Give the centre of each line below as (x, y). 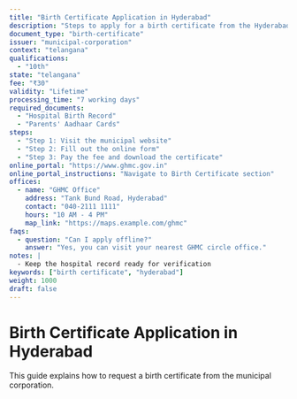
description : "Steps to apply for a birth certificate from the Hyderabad (150, 26)
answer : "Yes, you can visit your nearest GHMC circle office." (146, 248)
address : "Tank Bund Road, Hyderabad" (96, 199)
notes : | (25, 256)
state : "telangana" (45, 75)
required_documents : (47, 108)
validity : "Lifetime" (49, 91)
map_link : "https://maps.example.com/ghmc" (107, 223)
